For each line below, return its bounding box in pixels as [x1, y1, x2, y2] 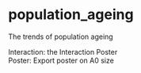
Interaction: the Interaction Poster [8, 47, 118, 56]
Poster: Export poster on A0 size [8, 56, 115, 65]
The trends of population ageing [8, 32, 113, 41]
